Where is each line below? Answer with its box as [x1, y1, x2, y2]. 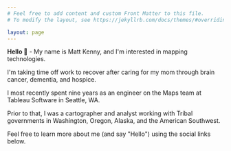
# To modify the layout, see [7, 16, 91, 23]
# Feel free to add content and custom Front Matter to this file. [7, 10, 205, 17]
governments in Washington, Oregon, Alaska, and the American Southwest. [7, 117, 221, 125]
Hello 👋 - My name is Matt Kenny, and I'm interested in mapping [7, 47, 188, 56]
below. [7, 137, 26, 146]
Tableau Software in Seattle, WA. [7, 96, 100, 104]
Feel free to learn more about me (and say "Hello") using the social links [7, 130, 211, 138]
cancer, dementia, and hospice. [7, 75, 96, 84]
